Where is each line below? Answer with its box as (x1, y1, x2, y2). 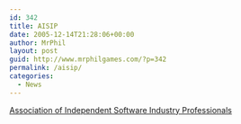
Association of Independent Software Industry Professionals (9, 104, 232, 115)
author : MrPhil (9, 38, 67, 48)
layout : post (9, 47, 58, 56)
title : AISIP (9, 22, 58, 31)
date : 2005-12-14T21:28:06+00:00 (9, 30, 135, 39)
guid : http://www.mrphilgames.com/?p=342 (9, 55, 167, 64)
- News (17, 80, 42, 89)
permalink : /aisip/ (9, 64, 83, 73)
